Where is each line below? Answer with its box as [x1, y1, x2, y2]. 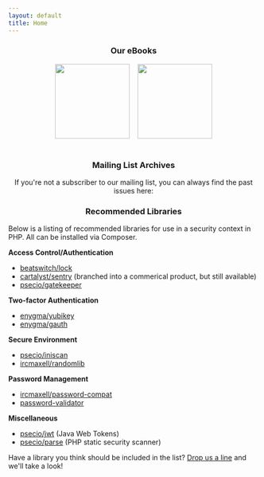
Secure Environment [8, 335, 78, 345]
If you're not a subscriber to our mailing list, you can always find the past [14, 178, 253, 187]
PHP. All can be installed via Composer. [8, 233, 138, 242]
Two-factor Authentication [8, 295, 99, 305]
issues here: [114, 186, 153, 196]
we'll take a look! [8, 461, 64, 471]
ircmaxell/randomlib [19, 359, 85, 369]
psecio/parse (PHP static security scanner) [19, 437, 161, 447]
